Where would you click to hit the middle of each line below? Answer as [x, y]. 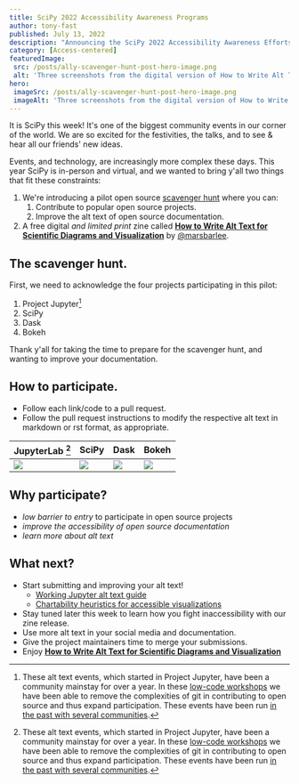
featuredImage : [37, 59]
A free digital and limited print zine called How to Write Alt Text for [145, 226]
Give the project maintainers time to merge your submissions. [134, 642]
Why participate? [58, 495]
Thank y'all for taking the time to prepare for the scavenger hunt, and [136, 349]
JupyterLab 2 [42, 449]
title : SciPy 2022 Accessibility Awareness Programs [109, 17]
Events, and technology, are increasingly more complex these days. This [142, 162]
